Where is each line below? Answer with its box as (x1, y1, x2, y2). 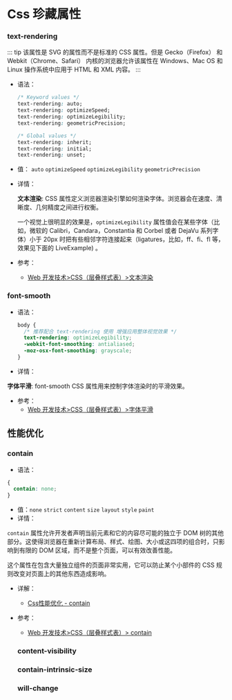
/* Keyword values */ (17, 94, 79, 101)
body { (17, 322, 37, 329)
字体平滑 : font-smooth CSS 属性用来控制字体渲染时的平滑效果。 (7, 382, 188, 390)
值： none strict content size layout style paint (17, 505, 155, 514)
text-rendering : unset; (17, 152, 86, 159)
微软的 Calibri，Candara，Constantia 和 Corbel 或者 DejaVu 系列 (29, 227, 213, 235)
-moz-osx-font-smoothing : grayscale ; (23, 347, 133, 354)
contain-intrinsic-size (17, 665, 93, 674)
